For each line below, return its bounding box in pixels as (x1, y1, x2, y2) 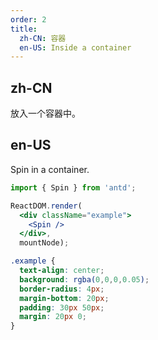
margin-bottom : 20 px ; (19, 293, 110, 303)
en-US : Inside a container (19, 42, 132, 53)
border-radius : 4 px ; (19, 284, 105, 294)
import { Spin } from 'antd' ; (10, 182, 137, 193)
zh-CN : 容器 (19, 33, 67, 43)
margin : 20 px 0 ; (19, 312, 87, 322)
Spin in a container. (10, 163, 90, 175)
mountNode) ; (19, 238, 70, 248)
